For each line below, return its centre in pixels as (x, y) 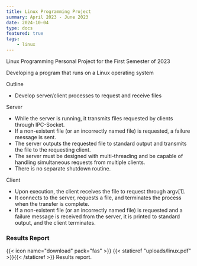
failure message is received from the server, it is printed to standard (97, 216)
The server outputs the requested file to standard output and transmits (101, 143)
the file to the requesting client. (53, 150)
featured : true (25, 34)
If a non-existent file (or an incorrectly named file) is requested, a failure (102, 131)
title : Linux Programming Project (49, 12)
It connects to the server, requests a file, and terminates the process (98, 198)
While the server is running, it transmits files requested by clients (94, 118)
